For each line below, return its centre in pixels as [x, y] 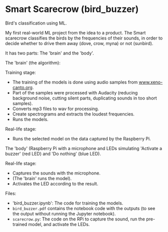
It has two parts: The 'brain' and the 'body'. [49, 53]
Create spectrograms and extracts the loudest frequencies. [73, 114]
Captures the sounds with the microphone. [56, 173]
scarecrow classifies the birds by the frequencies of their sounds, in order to [84, 38]
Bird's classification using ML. [36, 23]
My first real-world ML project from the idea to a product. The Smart [75, 32]
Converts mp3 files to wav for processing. [55, 108]
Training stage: [20, 72]
